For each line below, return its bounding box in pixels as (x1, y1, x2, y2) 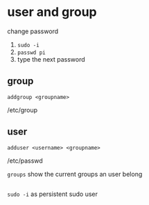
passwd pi (17, 49, 46, 56)
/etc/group (7, 105, 38, 114)
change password (7, 27, 59, 35)
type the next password (17, 55, 85, 63)
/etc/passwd (7, 157, 43, 165)
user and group (7, 4, 97, 20)
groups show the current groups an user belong (7, 170, 143, 178)
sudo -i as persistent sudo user (7, 190, 98, 198)
